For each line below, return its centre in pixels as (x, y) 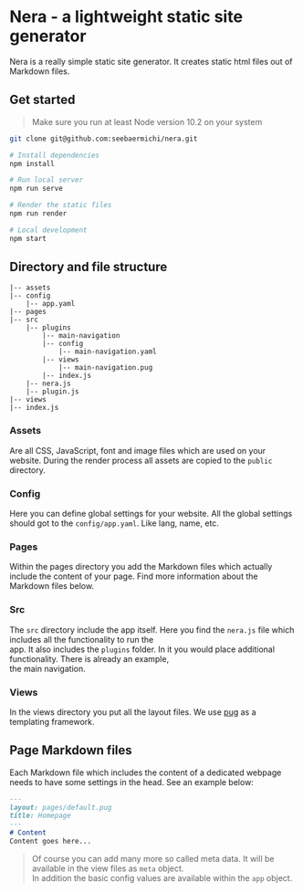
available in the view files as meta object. (108, 868)
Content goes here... (51, 842)
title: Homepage (40, 816)
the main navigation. (47, 668)
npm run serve (37, 189)
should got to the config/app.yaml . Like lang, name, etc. (114, 523)
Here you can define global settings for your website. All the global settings (151, 514)
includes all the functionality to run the (82, 639)
